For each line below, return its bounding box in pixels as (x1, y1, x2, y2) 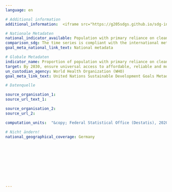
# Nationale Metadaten (5, 31, 54, 36)
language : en (5, 7, 33, 13)
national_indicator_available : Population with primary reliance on (5, 35, 155, 41)
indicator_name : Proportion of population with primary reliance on (5, 59, 155, 64)
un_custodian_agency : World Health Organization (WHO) (5, 69, 125, 74)
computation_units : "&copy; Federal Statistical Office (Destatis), (5, 120, 157, 125)
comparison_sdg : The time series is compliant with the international (5, 41, 159, 46)
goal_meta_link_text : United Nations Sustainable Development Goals (5, 73, 155, 79)
